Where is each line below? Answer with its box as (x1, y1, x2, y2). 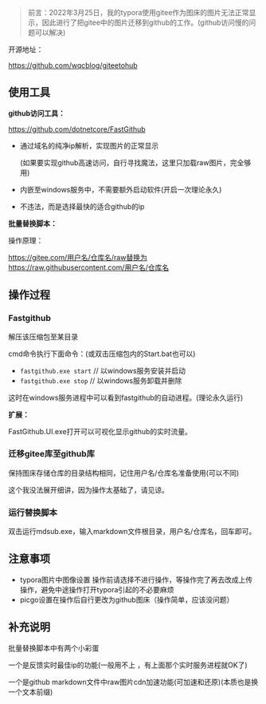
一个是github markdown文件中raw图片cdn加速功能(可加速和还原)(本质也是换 (8, 677, 259, 686)
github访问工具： (8, 108, 66, 118)
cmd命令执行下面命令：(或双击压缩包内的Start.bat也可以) (8, 349, 196, 358)
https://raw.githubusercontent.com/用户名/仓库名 (8, 263, 170, 272)
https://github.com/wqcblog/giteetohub (8, 61, 138, 70)
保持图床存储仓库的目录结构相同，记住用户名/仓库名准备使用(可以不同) (8, 468, 240, 477)
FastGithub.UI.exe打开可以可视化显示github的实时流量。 (8, 426, 193, 436)
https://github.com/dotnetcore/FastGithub (8, 124, 146, 134)
